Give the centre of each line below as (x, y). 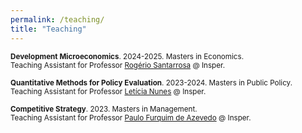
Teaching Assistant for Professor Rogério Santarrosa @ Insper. (118, 65)
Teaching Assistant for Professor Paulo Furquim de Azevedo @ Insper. (131, 117)
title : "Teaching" (48, 29)
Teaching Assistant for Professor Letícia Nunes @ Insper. (108, 91)
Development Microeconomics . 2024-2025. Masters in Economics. (127, 56)
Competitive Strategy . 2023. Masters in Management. (104, 109)
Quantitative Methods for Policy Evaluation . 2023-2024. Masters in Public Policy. (151, 82)
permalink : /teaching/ (57, 19)
